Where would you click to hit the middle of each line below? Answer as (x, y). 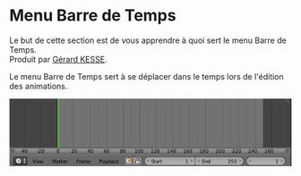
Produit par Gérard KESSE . (58, 59)
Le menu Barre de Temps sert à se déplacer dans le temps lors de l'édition (146, 76)
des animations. (39, 86)
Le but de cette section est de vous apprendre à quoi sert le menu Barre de (148, 40)
